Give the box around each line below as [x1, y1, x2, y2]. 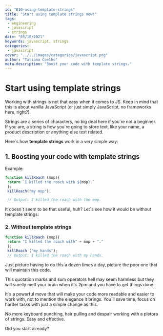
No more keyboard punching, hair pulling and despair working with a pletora [5, 311, 158, 316]
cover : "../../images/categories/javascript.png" [5, 52, 108, 58]
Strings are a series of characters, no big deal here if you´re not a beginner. [5, 119, 157, 125]
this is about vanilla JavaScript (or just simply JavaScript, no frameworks [5, 104, 151, 110]
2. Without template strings [5, 224, 72, 231]
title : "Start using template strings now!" [5, 12, 97, 17]
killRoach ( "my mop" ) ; [7, 189, 51, 193]
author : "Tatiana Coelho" [5, 57, 58, 62]
